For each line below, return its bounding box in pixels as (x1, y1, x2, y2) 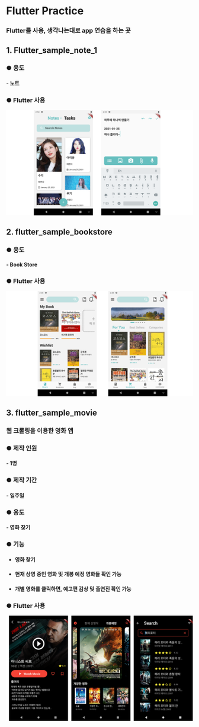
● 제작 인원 (6, 444, 37, 452)
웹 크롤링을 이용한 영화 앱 (6, 426, 74, 435)
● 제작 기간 (6, 476, 37, 484)
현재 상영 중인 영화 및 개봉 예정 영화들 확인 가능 (14, 570, 122, 578)
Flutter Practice (6, 4, 84, 18)
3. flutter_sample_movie (6, 407, 98, 417)
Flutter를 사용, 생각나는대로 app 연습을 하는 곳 (6, 27, 131, 35)
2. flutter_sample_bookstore (6, 227, 113, 237)
